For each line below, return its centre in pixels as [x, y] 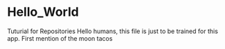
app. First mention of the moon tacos [60, 38]
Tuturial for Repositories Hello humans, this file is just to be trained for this [112, 31]
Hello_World [43, 12]
